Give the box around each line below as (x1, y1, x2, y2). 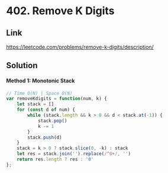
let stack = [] (17, 101, 54, 107)
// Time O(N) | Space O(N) (6, 90, 73, 96)
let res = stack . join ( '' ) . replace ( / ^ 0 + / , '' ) (17, 151, 131, 157)
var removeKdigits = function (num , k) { (6, 96, 108, 102)
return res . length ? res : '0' (17, 156, 94, 162)
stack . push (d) (27, 134, 62, 140)
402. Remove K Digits (6, 4, 115, 18)
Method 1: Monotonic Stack (6, 77, 75, 84)
